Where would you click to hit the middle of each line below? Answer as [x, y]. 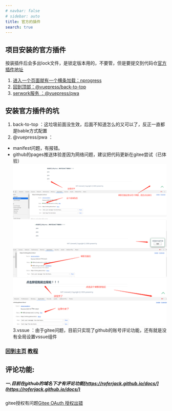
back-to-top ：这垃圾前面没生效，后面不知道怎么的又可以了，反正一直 [87, 124]
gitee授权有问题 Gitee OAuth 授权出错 [44, 403]
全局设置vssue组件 [37, 337]
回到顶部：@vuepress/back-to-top [49, 87]
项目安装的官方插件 [36, 50]
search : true [19, 27]
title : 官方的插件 [23, 22]
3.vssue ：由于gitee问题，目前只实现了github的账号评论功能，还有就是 [87, 330]
